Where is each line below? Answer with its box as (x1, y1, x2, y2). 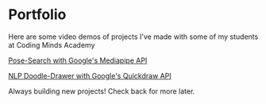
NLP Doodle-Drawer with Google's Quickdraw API (8, 71, 172, 80)
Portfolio (8, 6, 67, 24)
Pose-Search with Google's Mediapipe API (8, 56, 148, 65)
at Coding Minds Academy (8, 40, 95, 49)
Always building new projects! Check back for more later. (8, 86, 195, 96)
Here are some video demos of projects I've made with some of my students (8, 32, 259, 41)
